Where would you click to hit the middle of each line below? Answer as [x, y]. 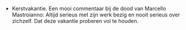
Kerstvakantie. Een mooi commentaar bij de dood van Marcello [89, 9]
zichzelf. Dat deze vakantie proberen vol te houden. [75, 21]
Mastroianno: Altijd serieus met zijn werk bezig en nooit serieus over [96, 15]
